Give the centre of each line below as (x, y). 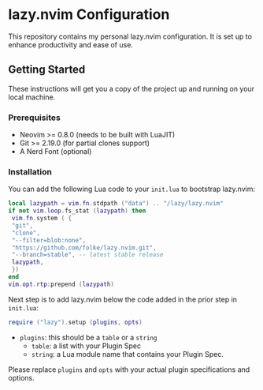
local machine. (32, 97)
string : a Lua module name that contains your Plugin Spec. (128, 354)
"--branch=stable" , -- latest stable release (87, 255)
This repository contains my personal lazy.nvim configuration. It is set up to (130, 36)
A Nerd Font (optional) (56, 152)
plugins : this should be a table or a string (88, 337)
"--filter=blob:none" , (49, 240)
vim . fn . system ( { (42, 219)
